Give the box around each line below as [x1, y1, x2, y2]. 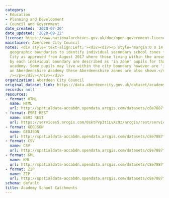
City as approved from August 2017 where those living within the [10, 54, 152, 59]
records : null [5, 87, 35, 92]
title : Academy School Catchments [5, 185, 78, 190]
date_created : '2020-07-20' [5, 26, 64, 31]
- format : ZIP [5, 167, 35, 172]
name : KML [10, 157, 30, 162]
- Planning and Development [5, 17, 64, 22]
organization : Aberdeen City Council [5, 78, 84, 83]
